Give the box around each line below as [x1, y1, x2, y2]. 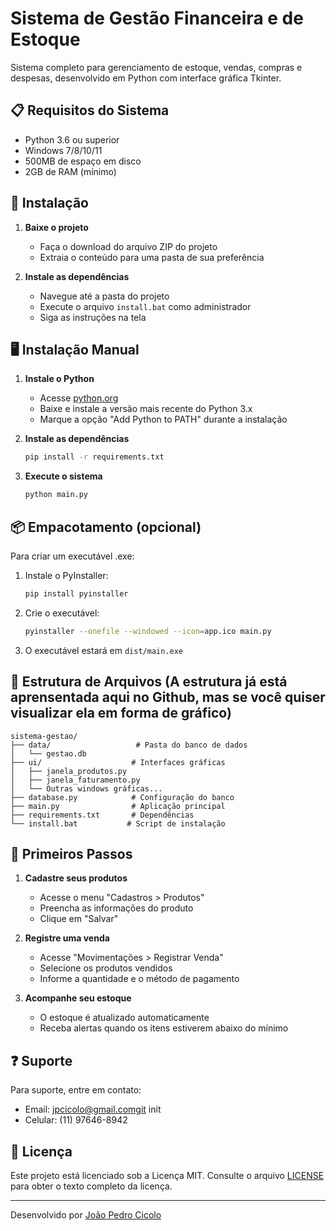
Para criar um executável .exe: [10, 550, 135, 562]
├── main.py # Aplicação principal [10, 801, 226, 811]
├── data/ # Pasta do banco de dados [10, 740, 248, 750]
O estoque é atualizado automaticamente [39, 1012, 210, 1024]
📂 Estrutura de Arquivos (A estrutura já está [10, 673, 288, 691]
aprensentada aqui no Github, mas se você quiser [10, 689, 326, 706]
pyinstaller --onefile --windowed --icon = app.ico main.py [24, 626, 272, 636]
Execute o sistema [24, 470, 103, 482]
